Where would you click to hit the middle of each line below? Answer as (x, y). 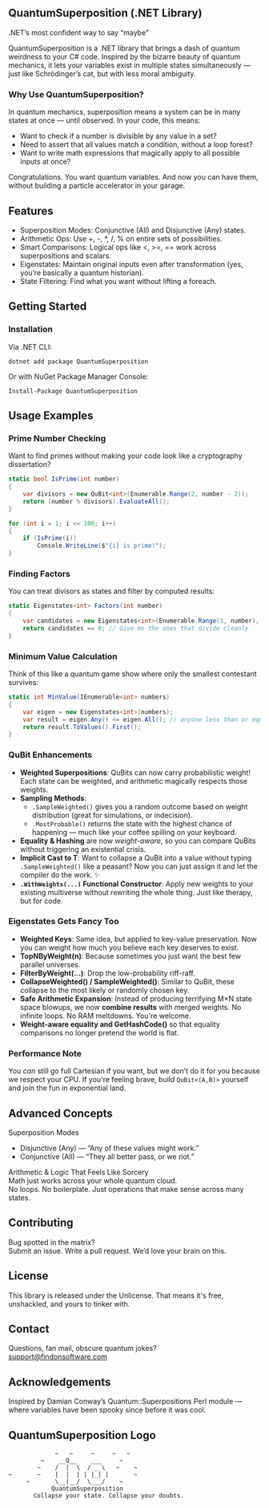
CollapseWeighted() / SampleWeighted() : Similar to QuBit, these (127, 981)
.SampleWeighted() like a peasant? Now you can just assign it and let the (139, 866)
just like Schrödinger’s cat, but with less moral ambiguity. (102, 73)
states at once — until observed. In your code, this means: (104, 120)
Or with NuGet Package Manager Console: (78, 376)
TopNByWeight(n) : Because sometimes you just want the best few (130, 956)
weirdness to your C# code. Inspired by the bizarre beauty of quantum (124, 56)
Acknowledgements (60, 1382)
